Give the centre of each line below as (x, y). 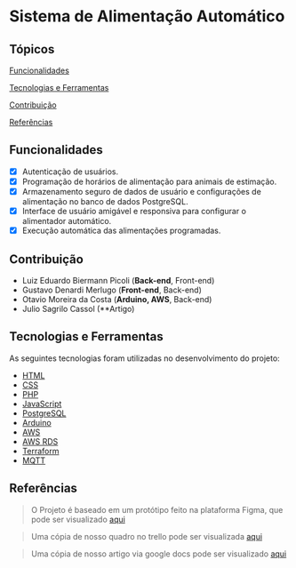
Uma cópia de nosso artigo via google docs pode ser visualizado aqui (159, 554)
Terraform (40, 451)
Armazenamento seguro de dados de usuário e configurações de (142, 191)
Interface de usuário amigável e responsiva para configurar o (134, 211)
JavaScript (42, 404)
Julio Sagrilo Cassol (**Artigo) (78, 308)
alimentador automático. (67, 221)
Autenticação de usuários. (70, 172)
